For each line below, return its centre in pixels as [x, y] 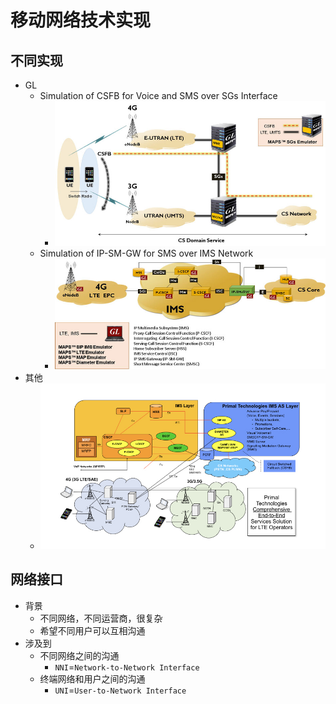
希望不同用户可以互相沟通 [92, 630]
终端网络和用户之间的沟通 [92, 678]
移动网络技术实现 [81, 20]
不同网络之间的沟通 [79, 655]
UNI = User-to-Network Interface [120, 690]
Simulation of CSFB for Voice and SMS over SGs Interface [158, 95]
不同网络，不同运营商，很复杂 [101, 618]
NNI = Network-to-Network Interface [127, 667]
